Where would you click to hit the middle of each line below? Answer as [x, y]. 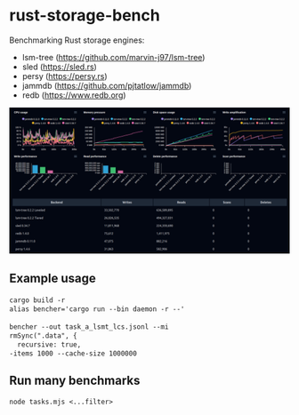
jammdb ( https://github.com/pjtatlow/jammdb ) [107, 85]
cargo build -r [37, 300]
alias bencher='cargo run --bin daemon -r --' [97, 309]
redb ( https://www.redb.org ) [74, 95]
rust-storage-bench [85, 16]
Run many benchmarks [75, 380]
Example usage [53, 279]
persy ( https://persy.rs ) [65, 76]
